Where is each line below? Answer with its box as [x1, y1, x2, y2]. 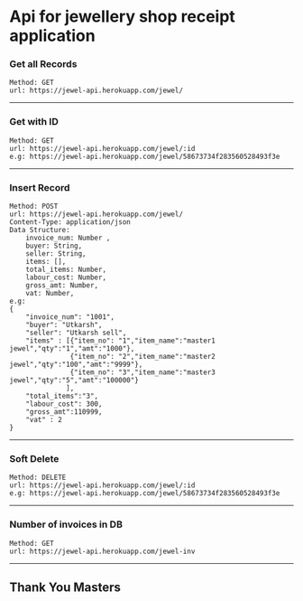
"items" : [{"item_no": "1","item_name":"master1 [25, 336, 216, 345]
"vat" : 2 [25, 416, 63, 425]
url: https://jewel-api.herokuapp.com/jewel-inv [9, 547, 196, 556]
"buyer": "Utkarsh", [25, 321, 103, 330]
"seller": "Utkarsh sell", [25, 328, 127, 338]
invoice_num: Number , [25, 233, 111, 243]
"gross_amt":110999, [25, 408, 103, 417]
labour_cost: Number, [25, 273, 106, 282]
